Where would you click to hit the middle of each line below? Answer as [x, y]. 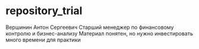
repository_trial [44, 11]
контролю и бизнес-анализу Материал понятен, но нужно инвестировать [99, 33]
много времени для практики [43, 40]
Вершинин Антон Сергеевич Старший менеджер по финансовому [90, 27]
